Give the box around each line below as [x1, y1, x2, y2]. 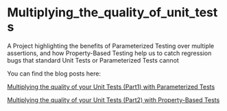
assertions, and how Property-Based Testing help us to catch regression [7, 49, 212, 57]
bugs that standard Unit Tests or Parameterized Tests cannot [7, 56, 180, 64]
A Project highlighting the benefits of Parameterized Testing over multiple [7, 42, 215, 50]
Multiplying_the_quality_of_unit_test [7, 5, 218, 20]
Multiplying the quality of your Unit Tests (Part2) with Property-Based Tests [7, 95, 220, 104]
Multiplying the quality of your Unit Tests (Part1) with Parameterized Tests [7, 82, 215, 91]
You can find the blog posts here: [7, 69, 101, 78]
